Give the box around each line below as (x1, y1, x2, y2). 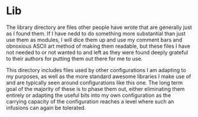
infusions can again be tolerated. (6, 104, 86, 111)
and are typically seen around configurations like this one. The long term (6, 79, 183, 86)
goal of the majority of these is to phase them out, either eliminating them (6, 85, 185, 92)
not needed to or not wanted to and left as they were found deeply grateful (6, 48, 188, 56)
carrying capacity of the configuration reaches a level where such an (6, 97, 174, 105)
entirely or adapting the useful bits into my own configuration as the (6, 92, 171, 99)
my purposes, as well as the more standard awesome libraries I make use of (6, 73, 191, 80)
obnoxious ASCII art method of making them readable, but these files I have (6, 43, 190, 50)
